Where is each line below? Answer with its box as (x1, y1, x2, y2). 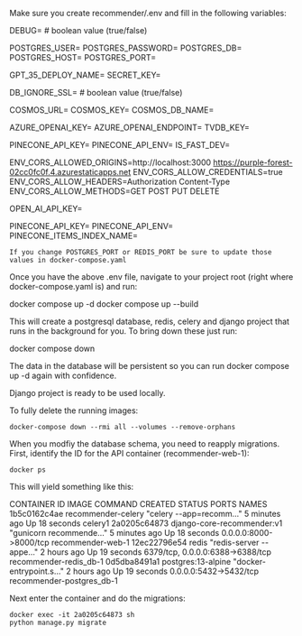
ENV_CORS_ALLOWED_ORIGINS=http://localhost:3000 (9, 157, 212, 168)
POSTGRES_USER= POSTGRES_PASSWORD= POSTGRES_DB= (9, 42, 243, 53)
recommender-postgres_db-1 (9, 576, 119, 585)
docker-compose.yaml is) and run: (9, 281, 138, 291)
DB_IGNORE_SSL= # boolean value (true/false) (9, 88, 183, 97)
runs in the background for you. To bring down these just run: (9, 326, 238, 336)
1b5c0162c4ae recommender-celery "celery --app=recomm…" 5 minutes (9, 509, 281, 519)
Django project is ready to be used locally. (9, 388, 166, 398)
